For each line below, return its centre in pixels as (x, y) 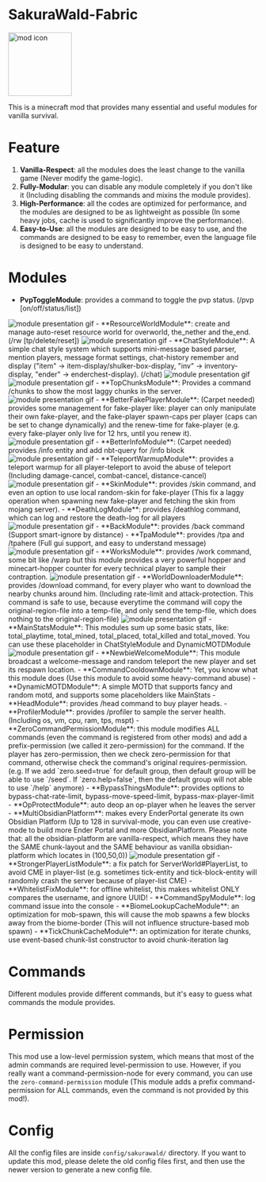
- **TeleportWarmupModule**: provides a (165, 458)
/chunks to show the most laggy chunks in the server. (96, 391)
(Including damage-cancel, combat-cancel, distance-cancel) (108, 475)
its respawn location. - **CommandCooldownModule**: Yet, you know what (133, 670)
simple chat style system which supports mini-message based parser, (122, 349)
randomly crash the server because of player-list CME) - (100, 880)
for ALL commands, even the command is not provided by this (148, 1090)
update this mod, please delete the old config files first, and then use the (127, 1161)
